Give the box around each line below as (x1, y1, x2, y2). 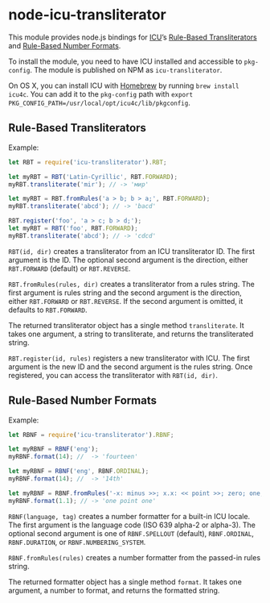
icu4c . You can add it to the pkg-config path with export (8, 89, 194, 98)
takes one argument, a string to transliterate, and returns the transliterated (8, 329, 254, 339)
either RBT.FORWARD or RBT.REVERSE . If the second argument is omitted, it (8, 296, 243, 306)
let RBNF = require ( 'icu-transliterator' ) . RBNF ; (8, 430, 174, 439)
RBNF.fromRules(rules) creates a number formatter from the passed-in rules (8, 552, 261, 562)
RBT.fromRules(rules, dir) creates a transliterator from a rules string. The (8, 279, 255, 289)
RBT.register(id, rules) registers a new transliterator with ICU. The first (8, 353, 251, 363)
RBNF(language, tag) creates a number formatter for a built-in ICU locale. (8, 511, 251, 521)
